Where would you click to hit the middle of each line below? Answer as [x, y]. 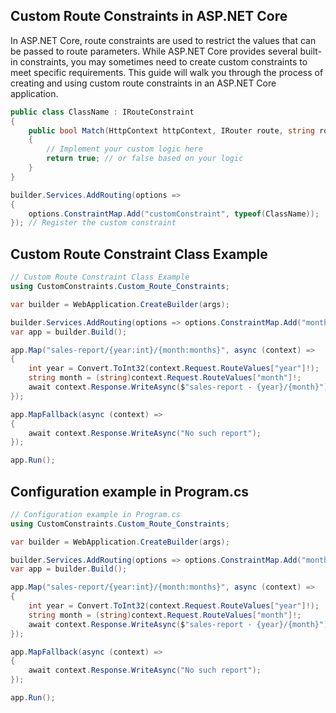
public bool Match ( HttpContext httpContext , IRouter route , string [171, 130]
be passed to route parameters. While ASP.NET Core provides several [154, 51]
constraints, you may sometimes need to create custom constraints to [163, 61]
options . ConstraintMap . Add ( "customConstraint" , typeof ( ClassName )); [174, 214]
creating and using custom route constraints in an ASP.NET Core [143, 83]
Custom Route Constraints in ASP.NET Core [149, 16]
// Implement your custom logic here [124, 149]
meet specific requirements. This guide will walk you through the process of [167, 72]
